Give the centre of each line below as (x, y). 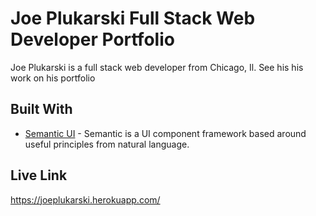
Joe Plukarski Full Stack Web (133, 18)
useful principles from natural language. (107, 144)
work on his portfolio (53, 78)
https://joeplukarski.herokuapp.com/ (85, 199)
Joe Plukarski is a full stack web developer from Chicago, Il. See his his (157, 67)
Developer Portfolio (92, 39)
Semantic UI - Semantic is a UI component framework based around (165, 133)
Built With (41, 109)
